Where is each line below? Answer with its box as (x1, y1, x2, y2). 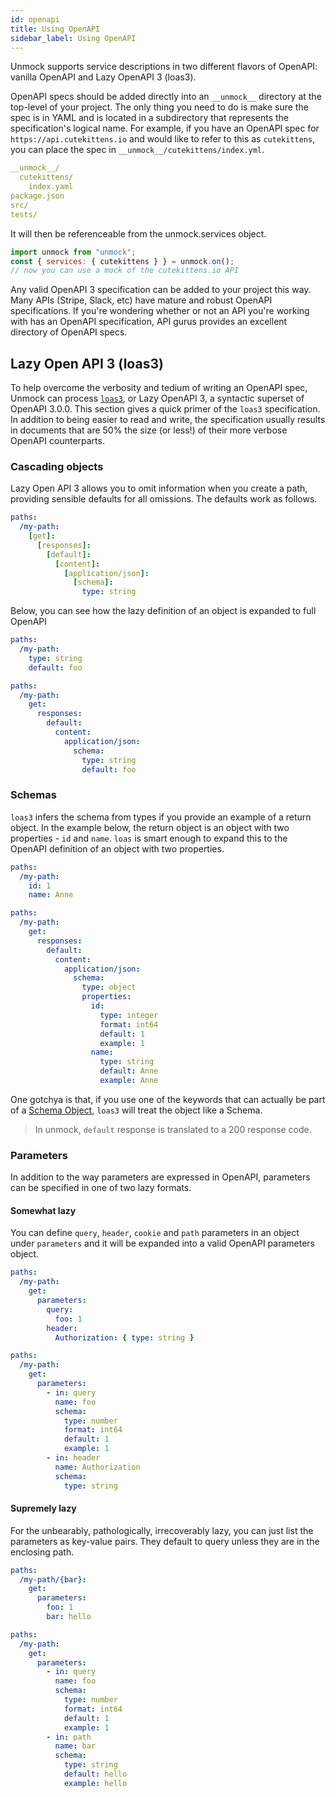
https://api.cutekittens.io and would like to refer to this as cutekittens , (10, 133, 316, 145)
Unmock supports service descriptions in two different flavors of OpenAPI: (10, 61, 318, 73)
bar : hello (46, 1612, 92, 1622)
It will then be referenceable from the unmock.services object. (10, 227, 267, 240)
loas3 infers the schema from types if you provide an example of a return (10, 811, 312, 823)
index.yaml (28, 182, 74, 192)
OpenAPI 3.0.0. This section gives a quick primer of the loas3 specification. (10, 403, 321, 415)
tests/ (10, 209, 38, 220)
